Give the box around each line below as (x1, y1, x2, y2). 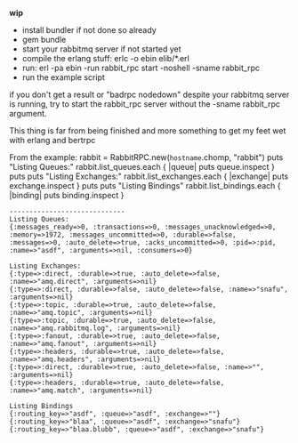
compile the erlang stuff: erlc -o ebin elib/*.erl (21, 53, 189, 63)
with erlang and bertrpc (9, 135, 96, 145)
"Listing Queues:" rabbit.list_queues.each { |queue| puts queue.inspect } (9, 162, 276, 172)
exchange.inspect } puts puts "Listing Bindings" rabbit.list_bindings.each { (9, 181, 281, 190)
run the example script (21, 72, 105, 83)
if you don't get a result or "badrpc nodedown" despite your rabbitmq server (9, 89, 290, 100)
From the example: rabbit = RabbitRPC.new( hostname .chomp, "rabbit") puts (9, 152, 284, 163)
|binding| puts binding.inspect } (9, 190, 125, 200)
